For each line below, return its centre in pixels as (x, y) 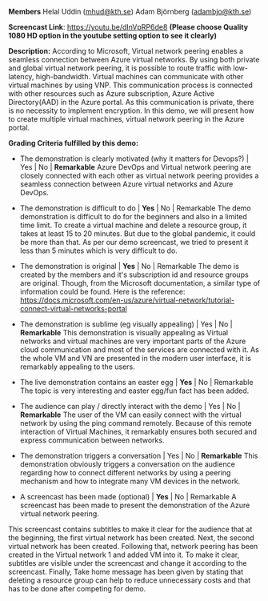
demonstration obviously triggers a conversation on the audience (128, 464)
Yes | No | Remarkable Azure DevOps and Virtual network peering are (136, 167)
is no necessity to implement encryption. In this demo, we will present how (131, 110)
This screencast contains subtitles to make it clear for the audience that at (130, 529)
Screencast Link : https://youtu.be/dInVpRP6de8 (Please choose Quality (128, 27)
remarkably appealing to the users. (77, 367)
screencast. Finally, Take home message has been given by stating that (126, 572)
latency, (21, 76)
